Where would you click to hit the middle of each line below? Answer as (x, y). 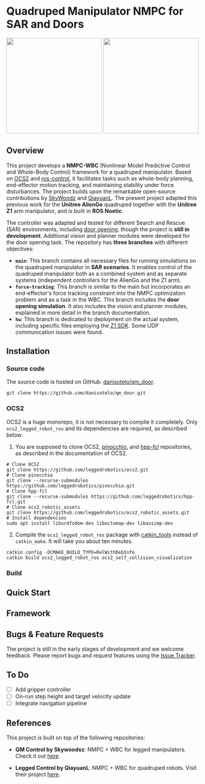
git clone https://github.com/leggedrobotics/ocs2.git (77, 470)
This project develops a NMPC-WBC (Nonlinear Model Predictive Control (98, 165)
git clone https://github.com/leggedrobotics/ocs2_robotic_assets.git (98, 512)
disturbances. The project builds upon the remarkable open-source (91, 191)
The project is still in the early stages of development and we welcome (95, 649)
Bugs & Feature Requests (55, 634)
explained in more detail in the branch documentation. (83, 312)
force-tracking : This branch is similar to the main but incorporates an (103, 286)
